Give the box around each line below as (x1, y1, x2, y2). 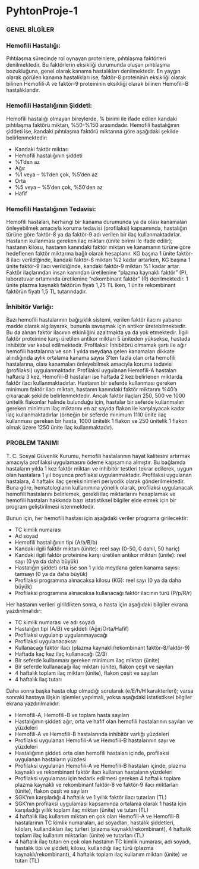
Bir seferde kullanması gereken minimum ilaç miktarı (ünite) (14, 656, 160, 664)
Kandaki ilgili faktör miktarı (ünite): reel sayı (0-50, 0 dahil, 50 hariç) (14, 545, 180, 552)
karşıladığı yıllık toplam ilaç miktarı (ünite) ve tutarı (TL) (14, 806, 149, 814)
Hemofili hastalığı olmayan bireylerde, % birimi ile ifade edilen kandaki (6, 115, 177, 122)
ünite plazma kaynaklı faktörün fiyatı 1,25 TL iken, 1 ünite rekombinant (6, 282, 176, 288)
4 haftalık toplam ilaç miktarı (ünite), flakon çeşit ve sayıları (14, 669, 159, 677)
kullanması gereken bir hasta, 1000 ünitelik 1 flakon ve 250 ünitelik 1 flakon (6, 418, 188, 425)
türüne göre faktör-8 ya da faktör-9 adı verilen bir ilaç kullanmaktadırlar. (6, 231, 182, 238)
